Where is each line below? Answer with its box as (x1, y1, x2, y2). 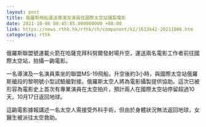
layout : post (6, 9, 40, 15)
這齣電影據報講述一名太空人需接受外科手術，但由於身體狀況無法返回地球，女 (6, 106, 200, 114)
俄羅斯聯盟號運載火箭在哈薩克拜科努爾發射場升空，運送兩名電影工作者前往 (6, 50, 194, 57)
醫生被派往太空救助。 (6, 114, 60, 121)
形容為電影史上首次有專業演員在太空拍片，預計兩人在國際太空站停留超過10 (6, 85, 195, 93)
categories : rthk (6, 32, 51, 38)
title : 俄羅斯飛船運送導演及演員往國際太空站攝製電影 (6, 15, 126, 21)
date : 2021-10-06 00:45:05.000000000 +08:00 (6, 20, 122, 26)
